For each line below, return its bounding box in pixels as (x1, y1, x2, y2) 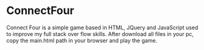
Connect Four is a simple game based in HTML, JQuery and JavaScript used (6, 24, 199, 31)
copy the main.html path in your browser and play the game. (6, 37, 158, 44)
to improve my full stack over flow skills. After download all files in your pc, (6, 30, 194, 37)
